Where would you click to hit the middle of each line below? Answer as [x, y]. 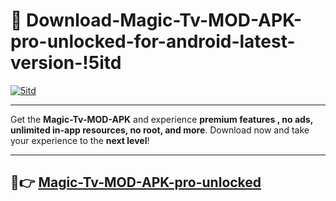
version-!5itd [66, 63]
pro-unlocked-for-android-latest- [153, 41]
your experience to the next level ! [80, 140]
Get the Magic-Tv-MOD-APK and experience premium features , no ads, [161, 119]
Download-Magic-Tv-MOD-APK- [164, 20]
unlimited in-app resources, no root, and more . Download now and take [160, 130]
